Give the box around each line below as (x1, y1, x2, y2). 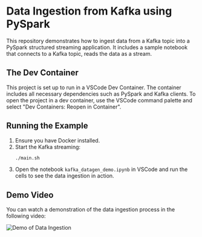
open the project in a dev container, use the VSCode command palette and (6, 96, 192, 104)
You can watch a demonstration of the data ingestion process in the (6, 206, 175, 213)
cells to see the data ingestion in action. (15, 172, 114, 179)
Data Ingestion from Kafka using (6, 4, 172, 18)
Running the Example (6, 121, 89, 131)
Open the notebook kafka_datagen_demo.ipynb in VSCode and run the (15, 165, 188, 173)
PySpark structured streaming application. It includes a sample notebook (6, 44, 188, 51)
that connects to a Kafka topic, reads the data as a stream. (6, 50, 152, 57)
